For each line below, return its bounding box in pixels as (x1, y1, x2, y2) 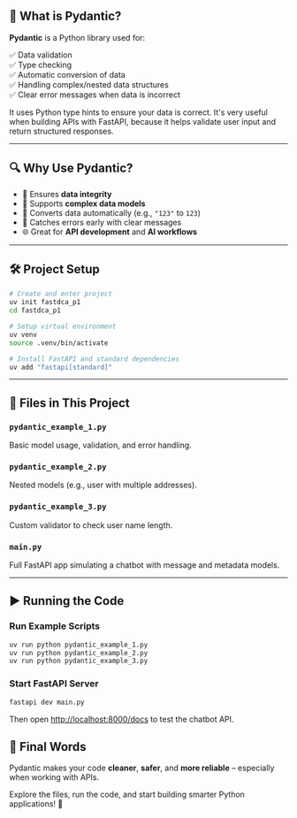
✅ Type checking (9, 59, 72, 70)
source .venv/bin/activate (9, 338, 109, 348)
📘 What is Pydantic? (9, 9, 122, 24)
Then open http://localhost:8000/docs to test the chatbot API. (9, 714, 234, 724)
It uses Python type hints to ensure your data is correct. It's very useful (9, 107, 268, 118)
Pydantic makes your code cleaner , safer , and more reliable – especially (9, 762, 275, 774)
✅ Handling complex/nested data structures (9, 79, 170, 89)
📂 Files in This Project (9, 395, 130, 410)
